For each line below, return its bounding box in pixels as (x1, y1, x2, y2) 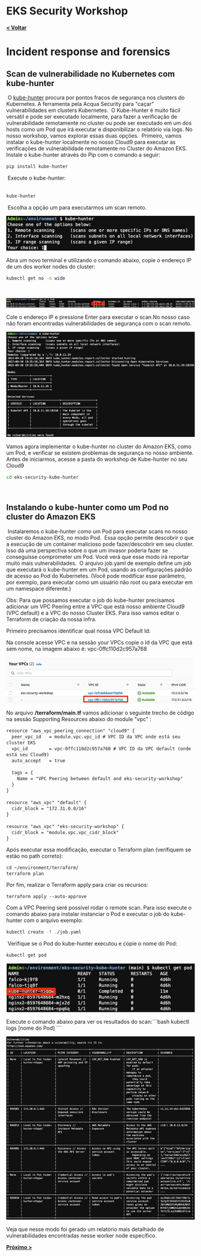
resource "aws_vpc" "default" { (6, 799, 87, 805)
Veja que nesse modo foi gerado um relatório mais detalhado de (6, 1225, 165, 1233)
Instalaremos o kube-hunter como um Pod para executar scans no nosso (7, 528, 188, 535)
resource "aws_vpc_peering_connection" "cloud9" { (6, 728, 135, 734)
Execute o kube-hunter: (7, 174, 66, 181)
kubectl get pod (6, 952, 47, 958)
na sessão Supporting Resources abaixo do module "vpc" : (6, 715, 151, 722)
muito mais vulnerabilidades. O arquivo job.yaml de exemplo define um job (6, 559, 191, 567)
